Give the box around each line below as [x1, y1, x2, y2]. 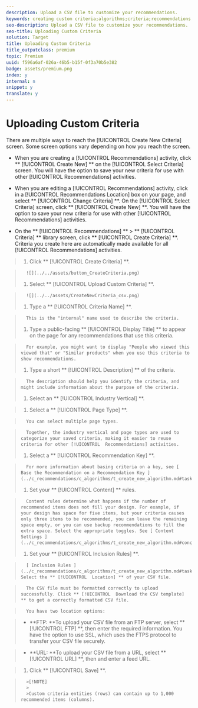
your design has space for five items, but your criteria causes [20, 510, 184, 516]
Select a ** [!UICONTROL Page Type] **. [29, 406, 128, 413]
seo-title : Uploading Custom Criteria [6, 28, 101, 34]
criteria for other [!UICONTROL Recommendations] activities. [20, 441, 180, 447]
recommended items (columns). [20, 696, 95, 703]
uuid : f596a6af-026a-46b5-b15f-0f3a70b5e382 [6, 59, 117, 65]
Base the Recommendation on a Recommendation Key [20, 469, 146, 476]
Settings [20, 533, 42, 540]
